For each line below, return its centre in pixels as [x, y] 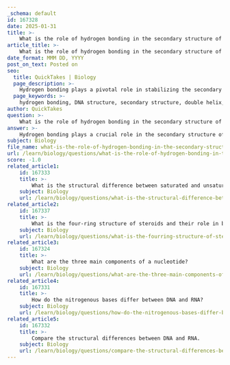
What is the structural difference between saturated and [116, 186]
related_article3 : [33, 243]
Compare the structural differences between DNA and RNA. [116, 338]
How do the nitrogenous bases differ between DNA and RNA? [118, 300]
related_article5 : [33, 319]
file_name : [23, 147]
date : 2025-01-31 [32, 26]
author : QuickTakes [35, 109]
